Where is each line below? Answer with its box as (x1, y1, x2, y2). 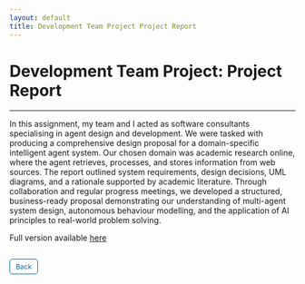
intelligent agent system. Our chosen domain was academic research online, (9, 147, 295, 159)
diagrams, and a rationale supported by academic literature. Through (9, 176, 268, 187)
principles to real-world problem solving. (9, 215, 162, 226)
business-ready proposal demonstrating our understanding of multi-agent (9, 196, 286, 207)
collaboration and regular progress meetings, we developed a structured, (9, 186, 283, 197)
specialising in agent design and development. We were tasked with (9, 128, 263, 139)
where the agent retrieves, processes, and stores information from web (9, 157, 276, 168)
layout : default (9, 13, 71, 23)
